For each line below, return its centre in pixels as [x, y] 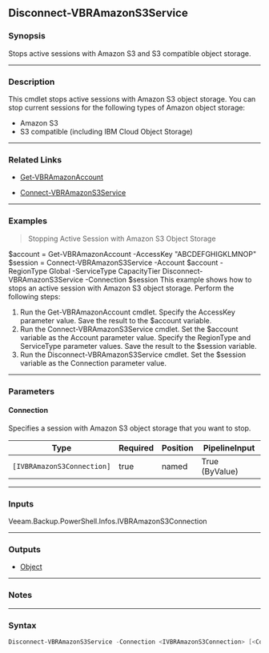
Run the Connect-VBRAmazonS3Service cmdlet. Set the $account [129, 329]
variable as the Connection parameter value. [93, 363]
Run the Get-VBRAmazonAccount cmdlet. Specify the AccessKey [128, 312]
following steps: [34, 296]
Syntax [22, 625]
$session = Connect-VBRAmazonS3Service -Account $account [113, 262]
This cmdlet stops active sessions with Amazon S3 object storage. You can [132, 98]
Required [137, 447]
